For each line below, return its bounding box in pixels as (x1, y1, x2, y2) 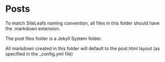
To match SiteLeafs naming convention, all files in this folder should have (5, 20, 160, 26)
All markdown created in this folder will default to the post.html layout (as (5, 45, 160, 51)
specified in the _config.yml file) (5, 51, 74, 57)
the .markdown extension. (5, 25, 61, 31)
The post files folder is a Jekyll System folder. (5, 35, 102, 42)
